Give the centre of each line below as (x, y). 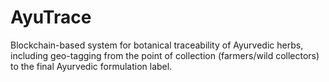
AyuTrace (51, 17)
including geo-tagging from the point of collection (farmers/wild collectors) (165, 55)
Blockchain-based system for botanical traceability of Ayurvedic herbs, (157, 45)
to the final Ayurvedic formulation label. (91, 66)
